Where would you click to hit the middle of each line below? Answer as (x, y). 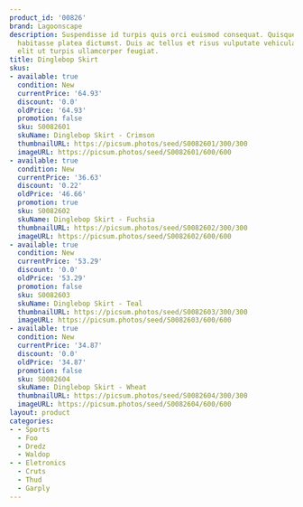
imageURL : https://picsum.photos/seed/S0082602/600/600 (124, 236)
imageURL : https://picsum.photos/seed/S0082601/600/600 (124, 152)
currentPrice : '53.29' (60, 262)
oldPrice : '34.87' (52, 362)
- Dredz (32, 446)
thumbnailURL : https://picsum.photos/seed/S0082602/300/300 (133, 228)
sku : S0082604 (44, 379)
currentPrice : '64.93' (60, 93)
